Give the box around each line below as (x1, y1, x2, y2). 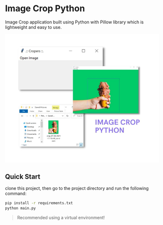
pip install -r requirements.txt (5, 201, 73, 205)
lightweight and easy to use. (5, 24, 62, 30)
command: (5, 191, 27, 197)
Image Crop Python (5, 3, 85, 14)
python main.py (5, 206, 36, 211)
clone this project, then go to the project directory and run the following (5, 185, 149, 191)
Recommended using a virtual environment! (17, 215, 105, 220)
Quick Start (5, 172, 41, 181)
